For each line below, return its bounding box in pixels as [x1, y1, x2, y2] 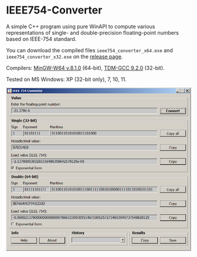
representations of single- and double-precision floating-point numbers [6, 29, 179, 36]
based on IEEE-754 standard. [6, 35, 77, 42]
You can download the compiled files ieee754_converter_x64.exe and [6, 46, 173, 53]
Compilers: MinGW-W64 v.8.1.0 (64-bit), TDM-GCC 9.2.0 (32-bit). [6, 64, 165, 71]
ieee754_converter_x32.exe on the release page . [6, 53, 123, 60]
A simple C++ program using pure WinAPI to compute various [6, 23, 155, 30]
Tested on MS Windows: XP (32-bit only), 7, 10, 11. [6, 76, 127, 83]
